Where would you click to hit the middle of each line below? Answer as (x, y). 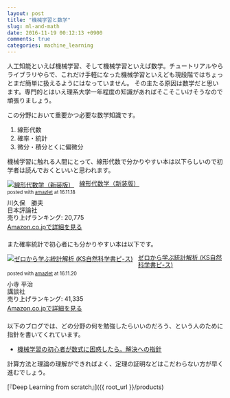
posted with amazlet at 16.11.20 (42, 274)
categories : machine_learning (50, 45)
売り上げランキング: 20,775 (46, 217)
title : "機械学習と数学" (39, 20)
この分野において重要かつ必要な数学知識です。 (73, 115)
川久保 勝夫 (25, 203)
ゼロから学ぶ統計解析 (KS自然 (180, 258)
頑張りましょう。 (31, 100)
